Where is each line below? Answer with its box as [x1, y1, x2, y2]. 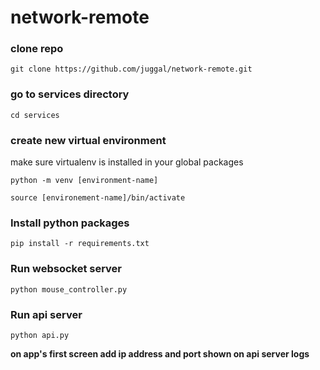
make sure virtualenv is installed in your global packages [10, 156, 244, 168]
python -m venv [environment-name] [10, 176, 159, 186]
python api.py [10, 330, 70, 340]
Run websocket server [10, 262, 123, 276]
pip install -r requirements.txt [10, 239, 150, 249]
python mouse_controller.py [10, 284, 128, 295]
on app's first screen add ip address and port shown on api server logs [10, 347, 310, 360]
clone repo [10, 42, 64, 56]
